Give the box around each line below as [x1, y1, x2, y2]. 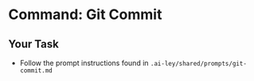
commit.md [19, 67, 53, 75]
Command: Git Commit [8, 6, 162, 24]
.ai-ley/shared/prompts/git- [150, 60, 247, 67]
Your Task [8, 37, 60, 51]
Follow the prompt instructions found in [19, 58, 149, 67]
